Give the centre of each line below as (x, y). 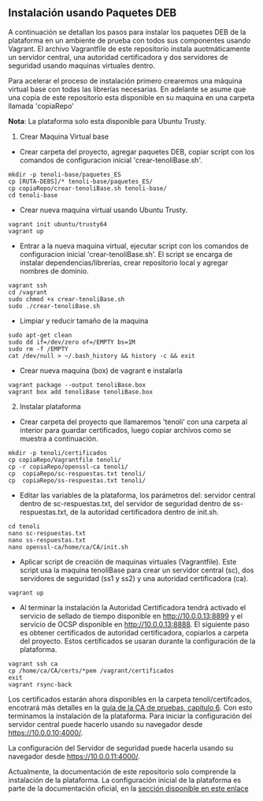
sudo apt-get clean (40, 335)
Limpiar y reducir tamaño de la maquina (84, 320)
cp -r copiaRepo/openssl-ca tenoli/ (68, 467)
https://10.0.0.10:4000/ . (46, 732)
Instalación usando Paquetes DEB (93, 13)
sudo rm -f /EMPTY (38, 349)
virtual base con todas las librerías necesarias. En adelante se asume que (127, 89)
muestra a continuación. (59, 438)
